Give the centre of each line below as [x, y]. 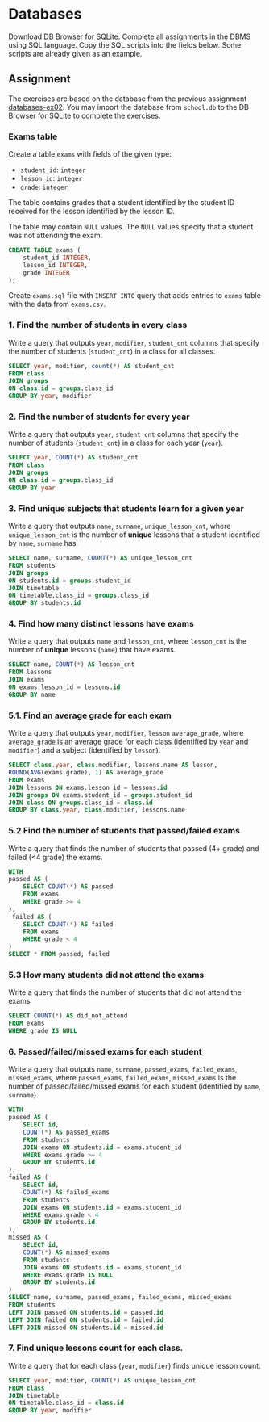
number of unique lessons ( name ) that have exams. [92, 650]
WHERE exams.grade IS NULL [68, 1275]
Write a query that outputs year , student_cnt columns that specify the [124, 434]
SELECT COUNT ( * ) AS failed [68, 924]
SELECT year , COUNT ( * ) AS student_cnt [73, 458]
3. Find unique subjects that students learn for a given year [126, 508]
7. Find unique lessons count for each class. [96, 1348]
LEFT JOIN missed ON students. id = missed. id [86, 1328]
